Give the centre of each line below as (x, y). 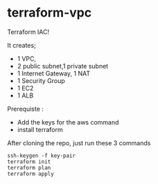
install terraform (40, 129)
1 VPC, (27, 58)
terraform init (29, 162)
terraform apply (30, 174)
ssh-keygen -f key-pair (42, 156)
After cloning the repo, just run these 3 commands (79, 142)
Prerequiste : (25, 109)
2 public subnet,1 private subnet (63, 66)
